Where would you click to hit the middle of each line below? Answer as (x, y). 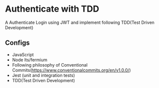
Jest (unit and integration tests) (44, 75)
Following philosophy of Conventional (50, 65)
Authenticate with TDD (52, 9)
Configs (18, 43)
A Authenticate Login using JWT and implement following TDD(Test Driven (80, 22)
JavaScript (23, 54)
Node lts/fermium (30, 60)
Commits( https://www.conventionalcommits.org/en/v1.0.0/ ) (71, 70)
